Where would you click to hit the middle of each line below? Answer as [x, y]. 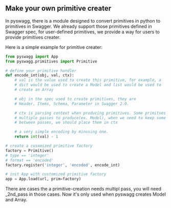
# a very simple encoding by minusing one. [62, 132]
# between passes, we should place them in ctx [66, 123]
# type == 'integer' [27, 155]
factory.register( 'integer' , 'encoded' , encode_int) [63, 165]
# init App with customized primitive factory [56, 174]
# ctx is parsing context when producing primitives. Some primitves [90, 113]
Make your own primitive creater [58, 8]
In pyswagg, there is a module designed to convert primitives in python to [83, 21]
